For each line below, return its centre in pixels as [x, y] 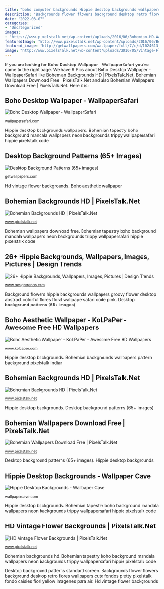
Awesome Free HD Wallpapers [52, 328]
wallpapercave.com [21, 497]
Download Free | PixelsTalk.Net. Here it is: [47, 85]
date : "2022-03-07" [25, 19]
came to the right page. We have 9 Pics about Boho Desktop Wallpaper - [78, 69]
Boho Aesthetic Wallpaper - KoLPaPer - [66, 320]
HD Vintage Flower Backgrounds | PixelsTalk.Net [81, 526]
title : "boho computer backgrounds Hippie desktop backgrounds [71, 10]
